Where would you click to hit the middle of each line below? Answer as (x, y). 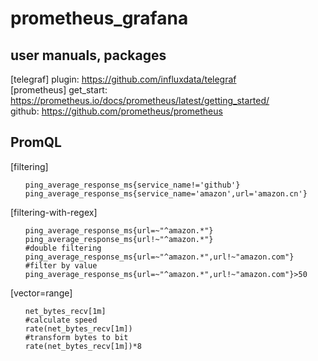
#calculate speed (61, 320)
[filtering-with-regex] (54, 212)
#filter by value (61, 265)
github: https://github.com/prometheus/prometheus (116, 111)
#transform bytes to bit (76, 337)
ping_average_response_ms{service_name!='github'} (132, 185)
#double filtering (63, 248)
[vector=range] (41, 293)
